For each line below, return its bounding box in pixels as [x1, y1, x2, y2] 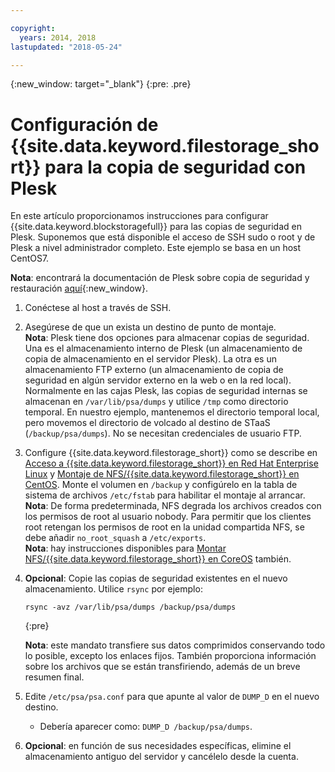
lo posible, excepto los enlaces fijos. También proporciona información [24, 650, 317, 662]
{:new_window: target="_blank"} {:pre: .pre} [10, 78, 192, 90]
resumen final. [24, 671, 85, 683]
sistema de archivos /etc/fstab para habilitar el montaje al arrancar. [24, 489, 306, 501]
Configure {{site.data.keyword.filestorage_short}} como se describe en [24, 447, 318, 459]
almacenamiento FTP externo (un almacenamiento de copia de [24, 364, 284, 376]
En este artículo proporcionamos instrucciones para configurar [10, 210, 269, 222]
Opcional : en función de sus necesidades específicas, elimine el [24, 740, 292, 752]
